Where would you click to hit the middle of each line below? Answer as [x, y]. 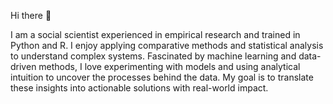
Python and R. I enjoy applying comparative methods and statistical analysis [167, 45]
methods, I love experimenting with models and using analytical [169, 66]
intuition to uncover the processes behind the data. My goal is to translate [162, 77]
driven [23, 66]
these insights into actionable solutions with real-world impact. [139, 88]
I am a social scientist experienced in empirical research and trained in [155, 34]
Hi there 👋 [31, 15]
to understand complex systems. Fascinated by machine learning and [153, 56]
